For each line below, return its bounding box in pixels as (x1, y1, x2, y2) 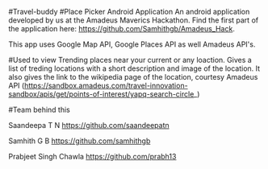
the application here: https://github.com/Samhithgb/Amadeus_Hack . (8, 24, 236, 33)
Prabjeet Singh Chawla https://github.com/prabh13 (8, 152, 177, 161)
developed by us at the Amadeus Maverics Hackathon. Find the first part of (8, 15, 259, 25)
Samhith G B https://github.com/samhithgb (8, 136, 151, 146)
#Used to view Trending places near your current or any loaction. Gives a (8, 56, 252, 64)
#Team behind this (8, 105, 70, 114)
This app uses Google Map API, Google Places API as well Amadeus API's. (8, 39, 256, 49)
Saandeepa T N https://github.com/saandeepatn (8, 121, 170, 130)
